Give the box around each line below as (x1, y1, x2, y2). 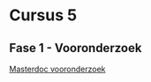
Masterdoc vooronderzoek (9, 63, 106, 74)
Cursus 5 (9, 5, 78, 26)
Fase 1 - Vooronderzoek (9, 41, 142, 56)
